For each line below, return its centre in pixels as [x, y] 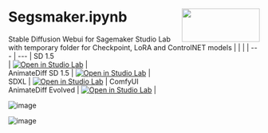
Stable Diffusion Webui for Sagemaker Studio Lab [90, 39]
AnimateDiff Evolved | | [83, 90]
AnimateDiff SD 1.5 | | [80, 72]
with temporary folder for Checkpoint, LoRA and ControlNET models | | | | [129, 47]
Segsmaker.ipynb [68, 17]
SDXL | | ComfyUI [73, 81]
